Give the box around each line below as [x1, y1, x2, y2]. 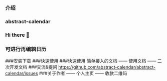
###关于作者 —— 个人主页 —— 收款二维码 [39, 71, 127, 77]
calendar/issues [5, 71, 39, 77]
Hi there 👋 [5, 31, 30, 38]
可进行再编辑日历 [5, 46, 47, 53]
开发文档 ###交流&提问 [9, 64, 58, 70]
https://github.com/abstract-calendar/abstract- [58, 64, 156, 70]
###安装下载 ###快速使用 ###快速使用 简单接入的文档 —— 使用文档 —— [5, 58, 156, 64]
